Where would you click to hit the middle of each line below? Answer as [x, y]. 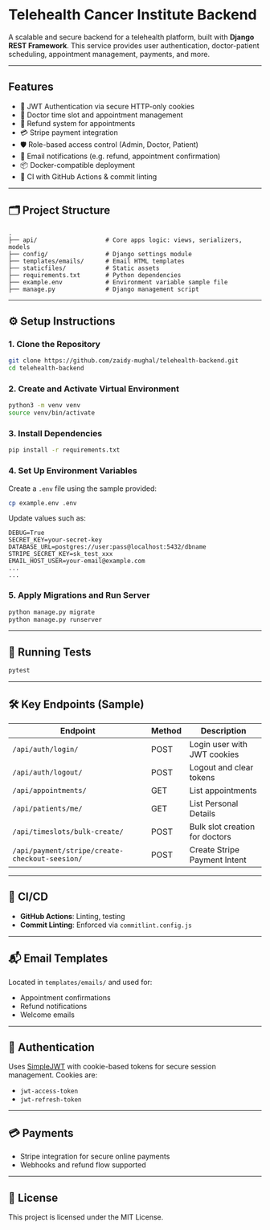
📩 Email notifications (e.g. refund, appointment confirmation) [120, 156]
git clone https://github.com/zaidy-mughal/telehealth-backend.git [124, 361]
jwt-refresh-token [51, 1100]
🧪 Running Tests [50, 652]
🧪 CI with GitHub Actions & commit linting [88, 176]
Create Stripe [214, 849]
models [19, 247]
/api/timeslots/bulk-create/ [68, 832]
